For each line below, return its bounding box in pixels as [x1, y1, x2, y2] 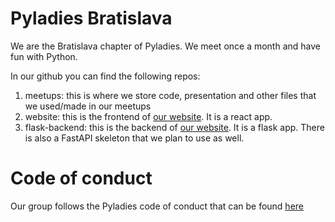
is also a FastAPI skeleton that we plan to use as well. [24, 132, 245, 144]
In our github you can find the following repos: [10, 70, 201, 82]
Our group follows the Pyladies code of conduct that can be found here [10, 200, 304, 212]
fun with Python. [10, 50, 78, 62]
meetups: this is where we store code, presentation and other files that [24, 89, 317, 101]
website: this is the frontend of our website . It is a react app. [24, 110, 273, 122]
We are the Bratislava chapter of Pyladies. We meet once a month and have [10, 40, 322, 52]
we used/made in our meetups [24, 100, 152, 112]
